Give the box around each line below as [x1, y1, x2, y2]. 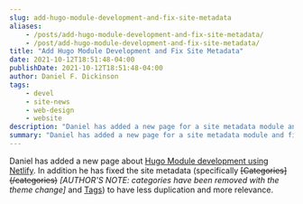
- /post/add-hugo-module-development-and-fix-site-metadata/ [25, 38, 260, 48]
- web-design [25, 106, 75, 115]
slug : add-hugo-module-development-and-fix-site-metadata [9, 13, 232, 23]
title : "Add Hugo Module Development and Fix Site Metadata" [9, 47, 244, 56]
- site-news [25, 97, 70, 107]
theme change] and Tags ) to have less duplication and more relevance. [9, 184, 273, 195]
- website [25, 114, 63, 123]
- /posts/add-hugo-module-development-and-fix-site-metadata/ [25, 30, 264, 39]
